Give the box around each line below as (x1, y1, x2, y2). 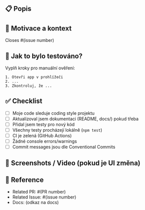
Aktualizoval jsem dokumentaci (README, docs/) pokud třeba (12, 116, 139, 122)
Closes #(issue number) (5, 37, 55, 43)
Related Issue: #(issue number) (12, 194, 76, 200)
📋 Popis (5, 4, 32, 13)
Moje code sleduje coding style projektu (12, 110, 95, 116)
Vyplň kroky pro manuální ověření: (5, 65, 75, 71)
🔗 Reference (5, 176, 44, 184)
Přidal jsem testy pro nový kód (12, 121, 75, 127)
